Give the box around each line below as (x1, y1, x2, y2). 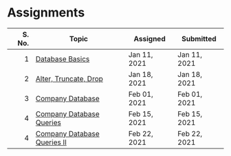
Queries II (35, 137, 67, 147)
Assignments (7, 5, 85, 21)
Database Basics (35, 54, 90, 63)
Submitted (181, 34, 217, 43)
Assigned (133, 34, 166, 43)
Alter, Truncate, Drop (35, 74, 103, 83)
